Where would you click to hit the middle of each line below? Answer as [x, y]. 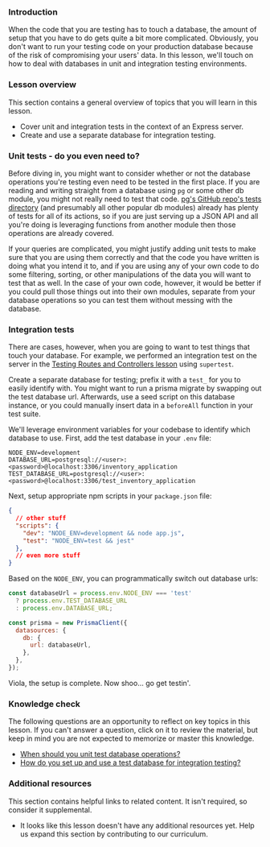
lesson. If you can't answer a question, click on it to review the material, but [133, 730]
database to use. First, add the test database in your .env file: [110, 438]
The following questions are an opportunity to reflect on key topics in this [129, 721]
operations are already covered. [61, 233]
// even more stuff [48, 556]
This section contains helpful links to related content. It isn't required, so [128, 801]
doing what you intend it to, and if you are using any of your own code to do [134, 266]
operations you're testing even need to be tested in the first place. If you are [134, 182]
